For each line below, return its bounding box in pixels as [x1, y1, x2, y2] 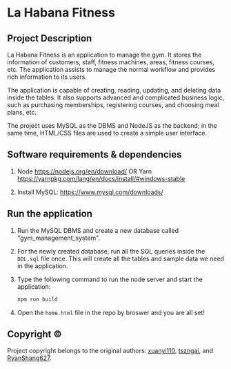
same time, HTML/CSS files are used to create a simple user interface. [7, 129, 208, 137]
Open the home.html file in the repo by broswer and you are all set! [17, 308, 205, 316]
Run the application [7, 208, 93, 220]
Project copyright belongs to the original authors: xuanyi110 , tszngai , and [7, 347, 214, 355]
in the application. [17, 261, 68, 270]
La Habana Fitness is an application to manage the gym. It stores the [7, 50, 202, 59]
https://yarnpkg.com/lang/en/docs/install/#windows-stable [17, 174, 185, 182]
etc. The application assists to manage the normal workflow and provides [7, 66, 216, 73]
